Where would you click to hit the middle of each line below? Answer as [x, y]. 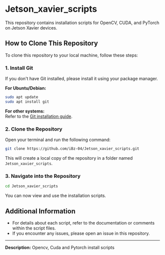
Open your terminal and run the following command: [58, 140]
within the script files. [34, 228]
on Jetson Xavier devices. [31, 28]
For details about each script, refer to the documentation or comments [83, 223]
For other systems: [25, 111]
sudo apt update [22, 97]
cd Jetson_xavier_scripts [31, 186]
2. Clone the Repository [34, 129]
